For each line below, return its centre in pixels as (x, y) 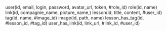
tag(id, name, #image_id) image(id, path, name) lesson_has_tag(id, (75, 18)
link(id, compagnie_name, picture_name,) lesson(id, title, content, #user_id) (84, 12)
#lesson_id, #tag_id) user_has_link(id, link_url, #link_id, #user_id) (73, 23)
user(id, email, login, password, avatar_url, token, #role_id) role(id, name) (81, 7)
